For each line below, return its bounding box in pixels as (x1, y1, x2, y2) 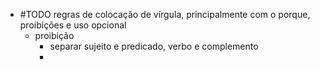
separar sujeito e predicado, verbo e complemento (49, 40, 259, 52)
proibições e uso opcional (19, 19, 127, 31)
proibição (34, 30, 75, 41)
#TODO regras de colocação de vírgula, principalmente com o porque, (19, 9, 311, 20)
